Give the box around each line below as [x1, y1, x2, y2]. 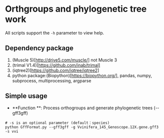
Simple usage [5, 92, 47, 100]
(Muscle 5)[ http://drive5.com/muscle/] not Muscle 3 [12, 57, 117, 63]
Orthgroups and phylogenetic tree [5, 3, 147, 15]
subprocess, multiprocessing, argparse [12, 78, 92, 83]
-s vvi [5, 129, 19, 134]
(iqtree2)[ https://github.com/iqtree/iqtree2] [12, 67, 99, 73]
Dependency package [5, 44, 74, 52]
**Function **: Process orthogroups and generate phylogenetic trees [12, 105, 153, 111]
